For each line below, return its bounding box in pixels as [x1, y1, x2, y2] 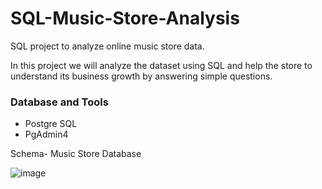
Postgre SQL [24, 118, 78, 130]
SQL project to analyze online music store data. [10, 40, 205, 52]
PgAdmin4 [24, 128, 69, 141]
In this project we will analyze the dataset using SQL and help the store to [10, 59, 313, 71]
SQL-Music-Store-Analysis [10, 7, 240, 30]
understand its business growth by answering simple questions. [10, 70, 273, 82]
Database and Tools [10, 95, 109, 109]
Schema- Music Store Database [10, 148, 142, 160]
